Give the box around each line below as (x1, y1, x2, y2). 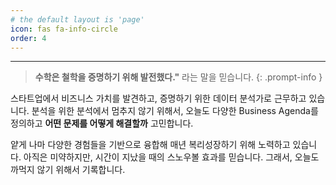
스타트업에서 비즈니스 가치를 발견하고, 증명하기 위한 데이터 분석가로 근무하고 (10, 92, 307, 105)
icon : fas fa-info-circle (10, 24, 118, 34)
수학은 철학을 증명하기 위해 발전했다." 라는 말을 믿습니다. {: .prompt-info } (34, 71, 323, 83)
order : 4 (10, 33, 47, 43)
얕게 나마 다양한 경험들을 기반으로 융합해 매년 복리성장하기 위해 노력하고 (10, 139, 291, 151)
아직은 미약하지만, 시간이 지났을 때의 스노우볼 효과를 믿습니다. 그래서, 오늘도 (23, 151, 320, 163)
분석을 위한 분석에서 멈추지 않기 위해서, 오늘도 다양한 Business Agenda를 (31, 105, 319, 117)
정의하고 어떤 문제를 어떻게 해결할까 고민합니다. (10, 117, 194, 130)
